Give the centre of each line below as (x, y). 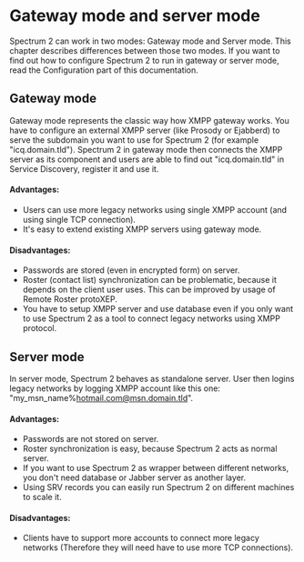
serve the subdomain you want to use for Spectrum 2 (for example (134, 140)
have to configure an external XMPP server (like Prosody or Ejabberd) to (145, 130)
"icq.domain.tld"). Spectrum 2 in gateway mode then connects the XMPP (146, 149)
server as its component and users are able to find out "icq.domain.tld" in (147, 159)
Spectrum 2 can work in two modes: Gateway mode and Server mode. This (150, 41)
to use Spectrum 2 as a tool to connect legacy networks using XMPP (151, 318)
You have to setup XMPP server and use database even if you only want (158, 309)
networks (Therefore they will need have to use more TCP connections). (158, 547)
